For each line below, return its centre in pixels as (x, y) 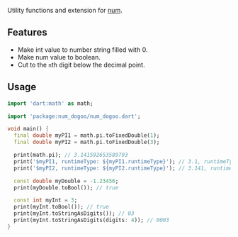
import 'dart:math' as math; (50, 103)
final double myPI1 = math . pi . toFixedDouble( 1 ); (87, 136)
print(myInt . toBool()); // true (62, 207)
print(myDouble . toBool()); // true (66, 187)
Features (27, 32)
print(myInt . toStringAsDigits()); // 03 (74, 214)
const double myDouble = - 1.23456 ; (66, 181)
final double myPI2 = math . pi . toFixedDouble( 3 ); (87, 142)
